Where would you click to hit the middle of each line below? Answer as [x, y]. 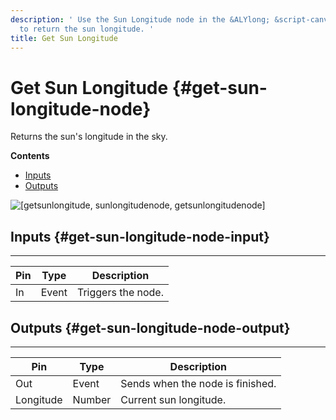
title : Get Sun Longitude [64, 38]
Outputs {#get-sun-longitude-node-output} [150, 327]
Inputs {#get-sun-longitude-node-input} [140, 236]
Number [92, 399]
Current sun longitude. [173, 399]
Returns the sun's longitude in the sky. [89, 137]
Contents [30, 156]
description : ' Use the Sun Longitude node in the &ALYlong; [140, 19]
